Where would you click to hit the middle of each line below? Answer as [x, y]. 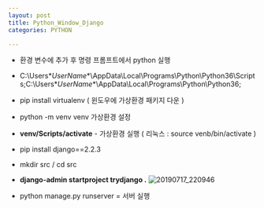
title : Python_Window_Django [56, 23]
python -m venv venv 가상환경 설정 [75, 117]
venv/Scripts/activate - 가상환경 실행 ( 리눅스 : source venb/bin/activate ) [138, 133]
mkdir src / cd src [48, 165]
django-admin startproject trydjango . [83, 180]
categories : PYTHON [40, 30]
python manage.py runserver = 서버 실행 [85, 196]
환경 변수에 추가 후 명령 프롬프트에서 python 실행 [95, 60]
